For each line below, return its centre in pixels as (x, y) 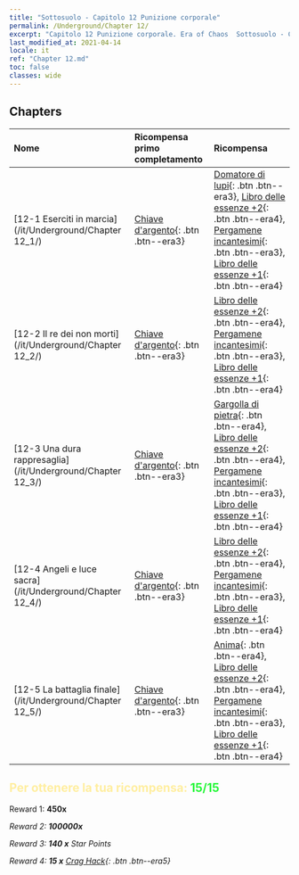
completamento (168, 159)
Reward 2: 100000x (46, 827)
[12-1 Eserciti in (48, 219)
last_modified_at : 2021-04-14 (65, 42)
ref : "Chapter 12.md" (49, 59)
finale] (107, 689)
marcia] (102, 219)
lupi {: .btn (233, 186)
